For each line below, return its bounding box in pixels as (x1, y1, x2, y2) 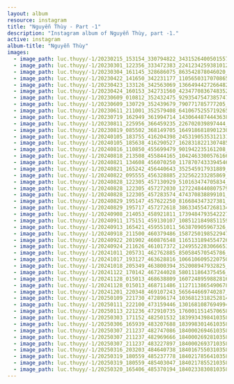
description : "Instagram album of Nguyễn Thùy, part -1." (7, 29, 179, 37)
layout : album (7, 10, 49, 17)
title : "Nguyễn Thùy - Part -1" (7, 23, 101, 30)
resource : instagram (7, 17, 68, 24)
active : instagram (7, 36, 61, 43)
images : (7, 49, 30, 56)
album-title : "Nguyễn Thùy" (7, 42, 89, 49)
